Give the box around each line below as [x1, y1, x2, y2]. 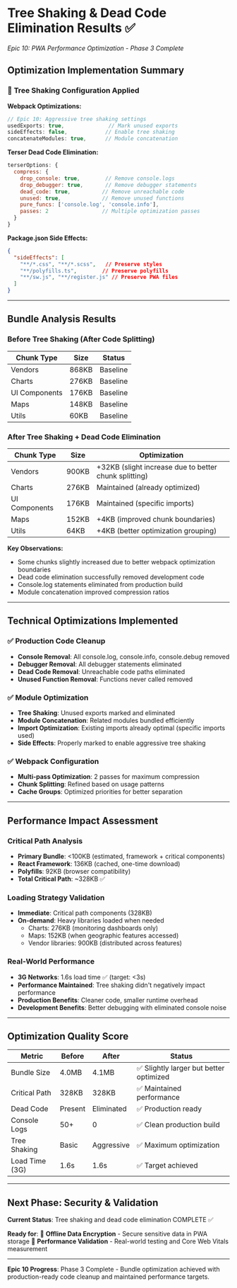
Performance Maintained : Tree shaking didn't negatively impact [17, 981, 206, 989]
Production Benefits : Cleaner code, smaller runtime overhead [17, 996, 198, 1004]
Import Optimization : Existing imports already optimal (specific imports [17, 724, 226, 732]
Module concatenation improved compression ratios [17, 588, 169, 596]
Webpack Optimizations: [7, 101, 82, 110]
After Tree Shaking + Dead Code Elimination [7, 432, 161, 442]
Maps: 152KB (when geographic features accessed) [28, 931, 179, 940]
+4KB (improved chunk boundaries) [96, 514, 216, 524]
